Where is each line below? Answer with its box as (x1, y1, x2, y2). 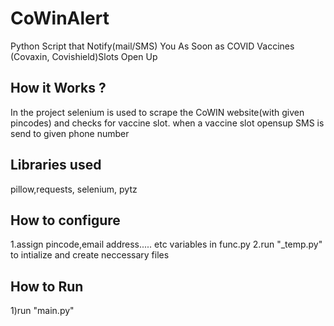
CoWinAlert (10, 7, 110, 30)
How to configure (10, 212, 121, 229)
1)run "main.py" (10, 305, 75, 317)
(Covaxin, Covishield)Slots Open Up (10, 50, 158, 62)
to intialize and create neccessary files (10, 249, 170, 261)
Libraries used (10, 157, 102, 174)
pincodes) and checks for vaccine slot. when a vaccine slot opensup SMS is (10, 117, 325, 129)
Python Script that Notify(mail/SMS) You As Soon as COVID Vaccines (10, 40, 295, 52)
